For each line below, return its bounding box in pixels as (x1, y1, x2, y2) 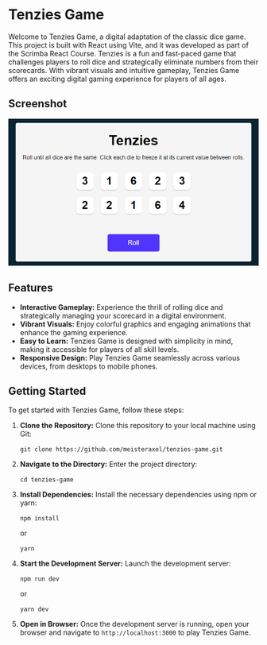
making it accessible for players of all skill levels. (19, 344, 180, 354)
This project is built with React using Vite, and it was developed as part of (8, 40, 249, 49)
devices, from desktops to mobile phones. (19, 361, 158, 371)
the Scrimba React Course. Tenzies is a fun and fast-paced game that (8, 48, 237, 58)
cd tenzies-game (19, 476, 74, 484)
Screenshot (8, 97, 68, 110)
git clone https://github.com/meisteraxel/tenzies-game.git (19, 446, 223, 454)
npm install (19, 515, 60, 523)
